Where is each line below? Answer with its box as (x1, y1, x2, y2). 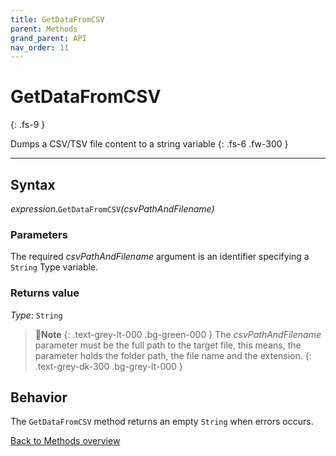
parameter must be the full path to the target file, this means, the (34, 339, 302, 351)
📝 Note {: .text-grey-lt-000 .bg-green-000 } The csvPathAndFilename (34, 328, 322, 340)
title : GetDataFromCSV (10, 14, 105, 25)
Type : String (10, 309, 63, 321)
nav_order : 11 (10, 42, 70, 53)
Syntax (10, 176, 56, 193)
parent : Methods (10, 24, 78, 34)
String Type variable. (10, 261, 99, 273)
